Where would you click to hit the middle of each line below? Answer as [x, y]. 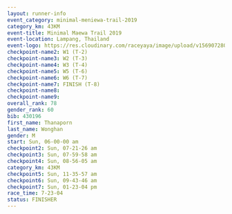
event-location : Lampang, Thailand [58, 39]
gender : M [21, 135]
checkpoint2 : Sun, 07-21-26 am [52, 148]
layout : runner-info [37, 13]
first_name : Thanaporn [40, 123]
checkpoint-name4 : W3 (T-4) [48, 65]
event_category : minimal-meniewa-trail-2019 [72, 20]
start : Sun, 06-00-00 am [43, 142]
